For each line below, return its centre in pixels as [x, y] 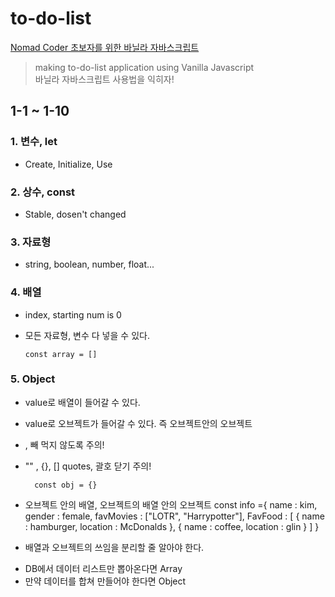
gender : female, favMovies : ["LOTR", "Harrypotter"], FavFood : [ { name [174, 516]
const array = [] [61, 354]
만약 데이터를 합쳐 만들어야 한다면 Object [105, 581]
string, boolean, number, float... [89, 264]
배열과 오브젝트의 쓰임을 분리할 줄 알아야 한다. [114, 547]
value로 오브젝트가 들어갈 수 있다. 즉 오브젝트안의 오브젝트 [138, 423]
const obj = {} [66, 485]
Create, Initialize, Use [68, 164]
